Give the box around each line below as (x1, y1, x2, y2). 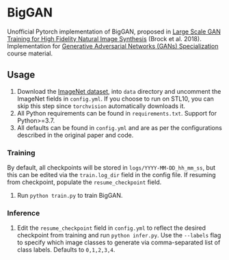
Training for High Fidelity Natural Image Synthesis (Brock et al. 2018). (7, 34, 202, 42)
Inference (7, 208, 40, 218)
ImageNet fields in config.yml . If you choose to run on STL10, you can (16, 94, 214, 103)
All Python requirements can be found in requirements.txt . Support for (16, 109, 217, 117)
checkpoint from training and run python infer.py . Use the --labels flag (16, 231, 221, 239)
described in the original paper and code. (16, 131, 134, 139)
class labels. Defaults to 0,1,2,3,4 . (16, 246, 116, 254)
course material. (7, 49, 53, 57)
